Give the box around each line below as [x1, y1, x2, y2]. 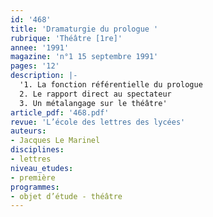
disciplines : [10, 145, 65, 155]
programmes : [10, 182, 60, 192]
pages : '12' [10, 61, 60, 71]
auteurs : [10, 126, 47, 136]
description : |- [10, 71, 78, 81]
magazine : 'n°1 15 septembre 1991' [10, 52, 159, 62]
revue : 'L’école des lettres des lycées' [10, 117, 186, 127]
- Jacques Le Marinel [10, 136, 101, 146]
